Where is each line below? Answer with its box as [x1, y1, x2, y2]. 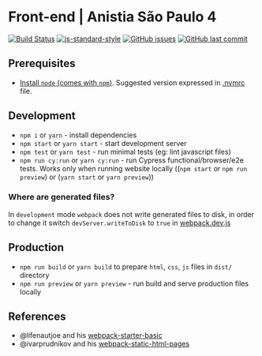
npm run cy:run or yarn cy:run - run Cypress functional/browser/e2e [19, 155, 245, 165]
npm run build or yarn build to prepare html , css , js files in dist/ [19, 261, 233, 272]
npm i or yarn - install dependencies [19, 130, 137, 140]
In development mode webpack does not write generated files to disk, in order [8, 209, 255, 219]
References [8, 310, 66, 324]
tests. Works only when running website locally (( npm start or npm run [19, 163, 247, 173]
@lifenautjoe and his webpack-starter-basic [19, 331, 163, 340]
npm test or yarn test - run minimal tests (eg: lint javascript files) [19, 147, 231, 156]
